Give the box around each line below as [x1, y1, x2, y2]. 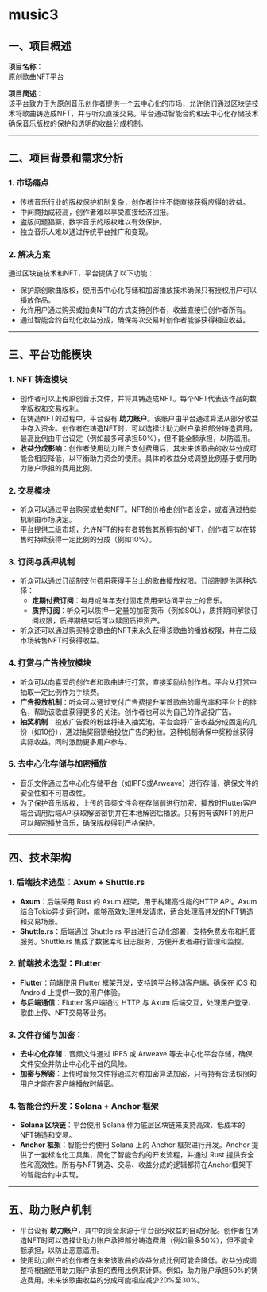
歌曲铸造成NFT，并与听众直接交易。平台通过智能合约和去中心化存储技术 [21, 109, 259, 118]
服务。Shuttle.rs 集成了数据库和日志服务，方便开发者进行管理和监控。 [19, 936, 249, 946]
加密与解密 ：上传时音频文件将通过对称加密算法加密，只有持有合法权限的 [19, 1069, 257, 1079]
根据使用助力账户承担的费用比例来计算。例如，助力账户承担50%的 [33, 1266, 252, 1275]
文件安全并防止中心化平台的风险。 [19, 1059, 132, 1068]
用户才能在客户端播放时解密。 [19, 1079, 118, 1088]
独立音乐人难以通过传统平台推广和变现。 [19, 227, 153, 236]
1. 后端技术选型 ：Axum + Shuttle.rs [8, 877, 145, 888]
